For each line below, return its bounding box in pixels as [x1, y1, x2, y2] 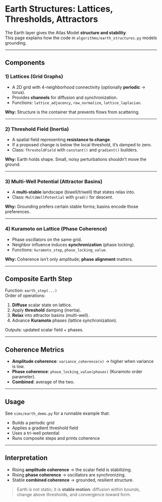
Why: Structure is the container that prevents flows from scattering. [5, 109, 140, 115]
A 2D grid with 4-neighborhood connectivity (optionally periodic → [12, 84, 146, 90]
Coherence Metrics [5, 345, 64, 354]
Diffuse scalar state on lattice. [12, 302, 72, 308]
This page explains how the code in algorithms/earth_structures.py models [5, 35, 157, 41]
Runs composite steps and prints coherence [12, 435, 100, 441]
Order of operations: [5, 293, 46, 298]
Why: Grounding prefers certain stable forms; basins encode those [5, 204, 138, 209]
